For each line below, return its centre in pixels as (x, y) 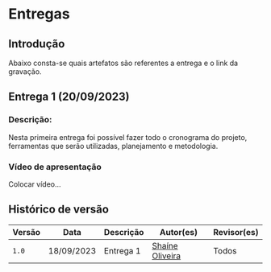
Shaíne (165, 245)
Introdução (37, 44)
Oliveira (167, 256)
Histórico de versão (58, 210)
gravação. (25, 72)
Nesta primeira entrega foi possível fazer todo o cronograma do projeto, (128, 137)
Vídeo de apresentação (55, 167)
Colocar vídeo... (35, 184)
